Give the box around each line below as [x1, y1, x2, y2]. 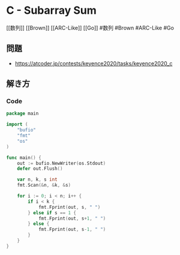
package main [6, 110, 39, 117]
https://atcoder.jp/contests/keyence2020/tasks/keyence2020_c [14, 59, 173, 67]
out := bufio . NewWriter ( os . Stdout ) [17, 160, 106, 166]
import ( [6, 121, 28, 128]
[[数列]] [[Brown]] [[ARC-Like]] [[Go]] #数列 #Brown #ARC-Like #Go [6, 24, 174, 31]
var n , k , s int [17, 176, 58, 183]
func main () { [6, 154, 42, 161]
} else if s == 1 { [28, 209, 77, 216]
